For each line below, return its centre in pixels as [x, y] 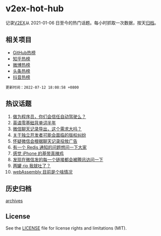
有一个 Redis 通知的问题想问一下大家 [50, 147]
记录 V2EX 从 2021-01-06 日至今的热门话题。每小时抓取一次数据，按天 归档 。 [82, 23]
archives [14, 201]
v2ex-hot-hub [35, 9]
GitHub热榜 [24, 53]
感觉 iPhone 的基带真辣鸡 [38, 153]
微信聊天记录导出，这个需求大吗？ [47, 129]
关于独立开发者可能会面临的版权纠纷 [49, 135]
